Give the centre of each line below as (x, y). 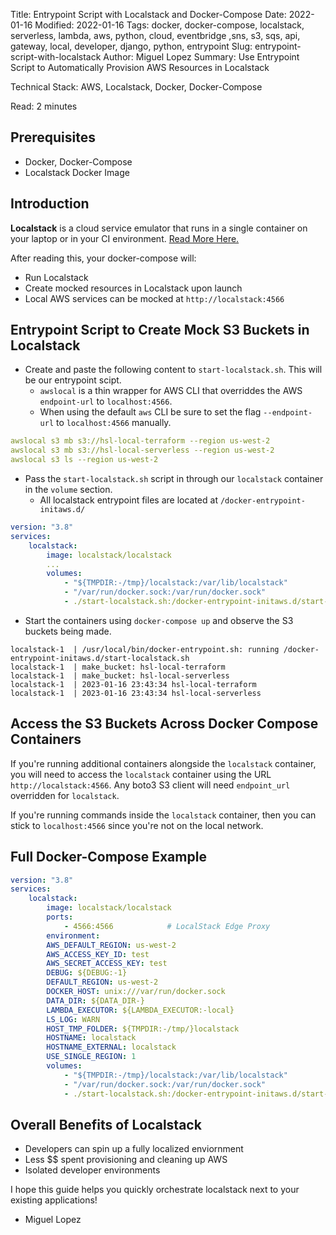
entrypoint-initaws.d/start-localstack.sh (100, 658)
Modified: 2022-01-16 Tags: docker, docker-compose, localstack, (169, 25)
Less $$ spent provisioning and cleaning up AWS (126, 1160)
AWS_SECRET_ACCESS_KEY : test (107, 964)
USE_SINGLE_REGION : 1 (91, 1057)
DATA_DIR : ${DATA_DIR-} (95, 1000)
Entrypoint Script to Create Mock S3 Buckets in (160, 330)
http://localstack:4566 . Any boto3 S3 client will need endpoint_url (150, 785)
